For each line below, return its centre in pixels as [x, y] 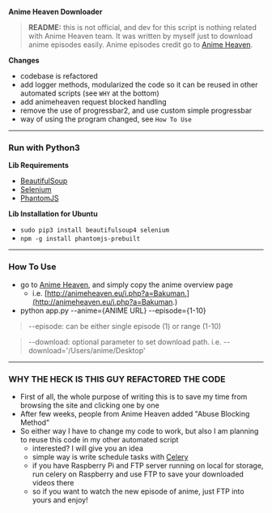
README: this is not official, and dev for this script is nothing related [142, 27]
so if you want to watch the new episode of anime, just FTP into [138, 491]
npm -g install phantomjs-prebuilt [80, 239]
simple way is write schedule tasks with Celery [110, 456]
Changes [24, 60]
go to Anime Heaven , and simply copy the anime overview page [126, 284]
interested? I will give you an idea [88, 448]
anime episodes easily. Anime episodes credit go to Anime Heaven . [140, 45]
